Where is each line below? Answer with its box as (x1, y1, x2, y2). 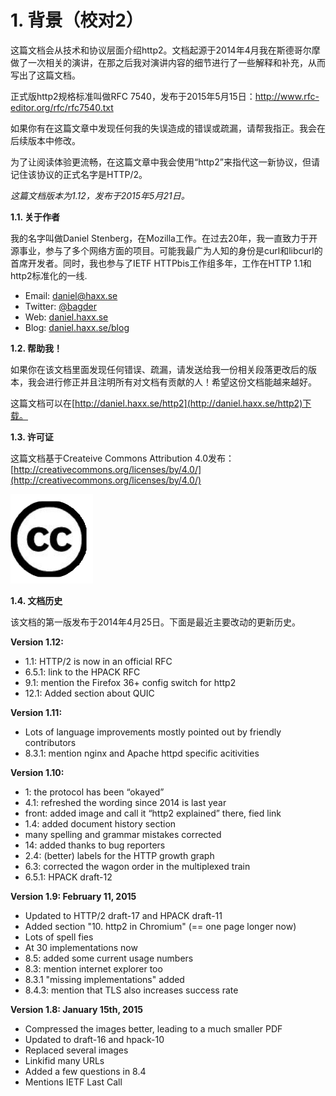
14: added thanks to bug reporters (24, 839, 166, 851)
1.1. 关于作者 (10, 211, 61, 223)
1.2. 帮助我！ (10, 342, 63, 354)
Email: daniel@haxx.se (24, 289, 118, 301)
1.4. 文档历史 (10, 594, 63, 606)
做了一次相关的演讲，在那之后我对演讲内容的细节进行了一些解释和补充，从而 (10, 56, 326, 68)
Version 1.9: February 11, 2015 (10, 890, 137, 902)
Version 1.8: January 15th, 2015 (10, 1003, 144, 1015)
